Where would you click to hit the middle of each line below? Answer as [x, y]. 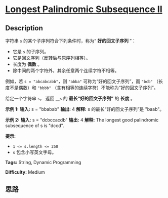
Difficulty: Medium [25, 172]
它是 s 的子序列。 [31, 51]
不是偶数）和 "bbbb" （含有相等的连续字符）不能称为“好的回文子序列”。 [84, 88]
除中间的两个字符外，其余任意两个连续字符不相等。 [66, 70]
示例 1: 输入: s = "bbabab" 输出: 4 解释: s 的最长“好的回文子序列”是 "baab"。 [85, 109]
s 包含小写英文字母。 [34, 152]
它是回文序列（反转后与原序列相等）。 [51, 58]
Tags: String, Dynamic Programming [43, 162]
